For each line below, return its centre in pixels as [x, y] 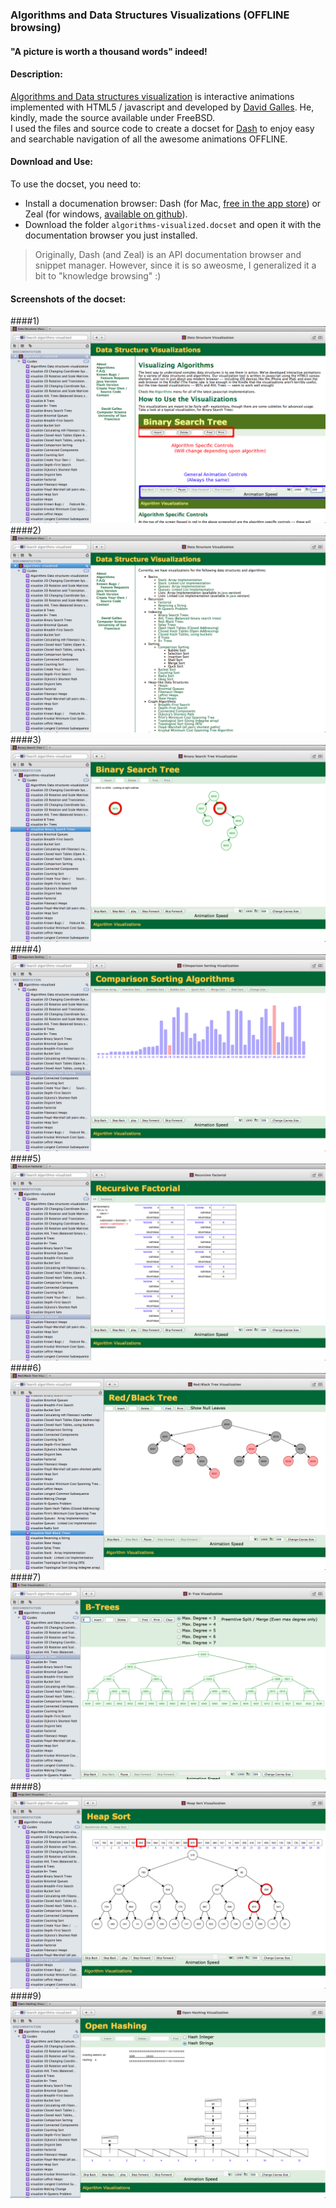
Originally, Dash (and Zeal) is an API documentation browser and [168, 254]
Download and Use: [51, 162]
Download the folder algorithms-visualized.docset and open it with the [173, 224]
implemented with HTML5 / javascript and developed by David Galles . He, [162, 107]
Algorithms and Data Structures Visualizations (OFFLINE [150, 15]
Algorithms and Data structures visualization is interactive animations [152, 96]
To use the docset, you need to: [76, 184]
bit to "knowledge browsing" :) [98, 275]
